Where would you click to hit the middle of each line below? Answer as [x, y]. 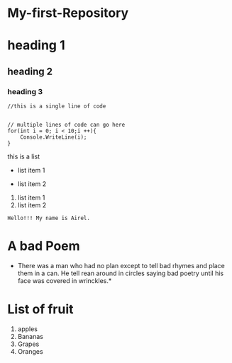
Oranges [31, 351]
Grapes [28, 344]
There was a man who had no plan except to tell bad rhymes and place [121, 266]
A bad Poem [44, 246]
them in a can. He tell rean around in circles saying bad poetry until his [121, 273]
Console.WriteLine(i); [54, 137]
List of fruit [40, 310]
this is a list [24, 156]
